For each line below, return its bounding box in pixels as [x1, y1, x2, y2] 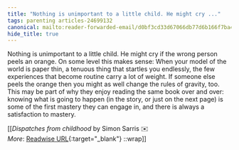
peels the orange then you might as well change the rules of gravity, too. [7, 80, 220, 89]
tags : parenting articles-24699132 [7, 17, 113, 24]
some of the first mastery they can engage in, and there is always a [7, 102, 205, 111]
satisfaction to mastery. [7, 110, 76, 119]
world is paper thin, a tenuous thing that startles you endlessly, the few [7, 65, 216, 73]
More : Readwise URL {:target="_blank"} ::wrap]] [7, 134, 147, 143]
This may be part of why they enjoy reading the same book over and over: [7, 87, 224, 96]
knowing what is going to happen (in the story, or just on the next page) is [7, 95, 224, 104]
